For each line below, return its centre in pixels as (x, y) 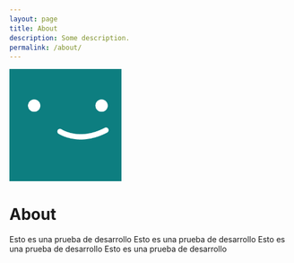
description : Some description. (69, 38)
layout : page (34, 19)
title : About (34, 28)
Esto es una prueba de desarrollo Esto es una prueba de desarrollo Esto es (147, 240)
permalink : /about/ (46, 48)
